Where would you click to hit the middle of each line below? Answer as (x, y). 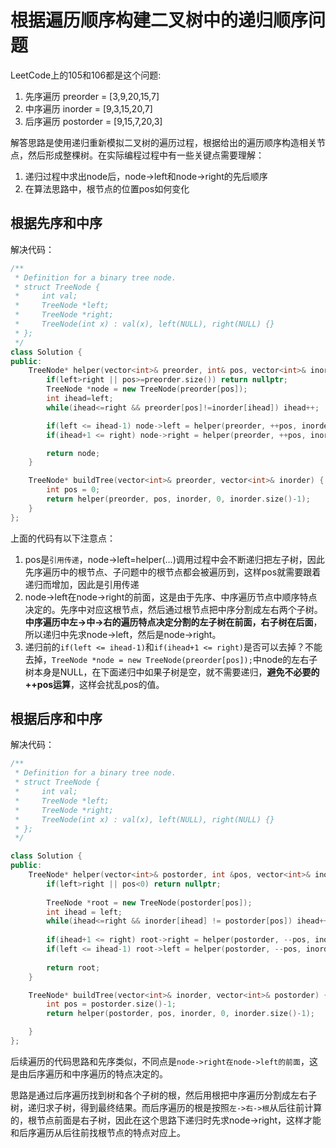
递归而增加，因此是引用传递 (82, 584)
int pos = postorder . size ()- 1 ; (111, 1004)
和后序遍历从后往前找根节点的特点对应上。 (98, 1132)
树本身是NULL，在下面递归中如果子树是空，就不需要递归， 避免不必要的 (172, 672)
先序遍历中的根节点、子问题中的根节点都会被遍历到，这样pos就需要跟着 (173, 572)
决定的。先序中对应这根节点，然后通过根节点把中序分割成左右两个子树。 (173, 609)
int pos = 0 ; (73, 490)
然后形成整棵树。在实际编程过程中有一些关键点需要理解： (146, 155)
